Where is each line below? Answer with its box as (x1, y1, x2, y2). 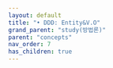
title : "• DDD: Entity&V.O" (8, 19, 101, 27)
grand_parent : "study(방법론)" (8, 26, 107, 34)
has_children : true (8, 48, 73, 55)
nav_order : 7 (8, 41, 51, 48)
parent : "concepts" (8, 33, 73, 41)
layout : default (8, 11, 62, 20)
